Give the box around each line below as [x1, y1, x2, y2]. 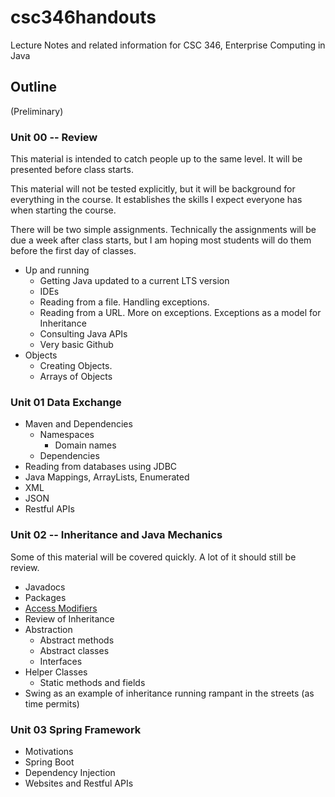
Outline [10, 79, 57, 96]
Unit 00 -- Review [10, 130, 98, 144]
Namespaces [39, 429, 95, 441]
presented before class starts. [10, 164, 134, 176]
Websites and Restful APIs [24, 777, 134, 789]
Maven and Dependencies [24, 418, 133, 430]
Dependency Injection [24, 766, 116, 778]
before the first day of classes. [10, 245, 137, 257]
